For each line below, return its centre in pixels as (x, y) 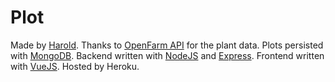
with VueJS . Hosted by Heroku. (75, 66)
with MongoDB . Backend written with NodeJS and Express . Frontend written (167, 55)
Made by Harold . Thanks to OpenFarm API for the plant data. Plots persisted (167, 45)
